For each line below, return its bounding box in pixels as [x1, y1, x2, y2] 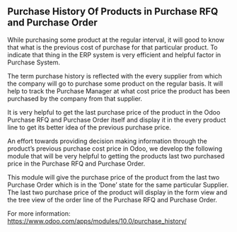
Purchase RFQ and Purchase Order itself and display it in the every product [7, 115, 226, 124]
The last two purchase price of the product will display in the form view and [7, 187, 228, 197]
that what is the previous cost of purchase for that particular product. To [7, 42, 218, 52]
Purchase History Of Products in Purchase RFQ [7, 6, 219, 18]
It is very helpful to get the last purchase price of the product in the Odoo [7, 108, 221, 116]
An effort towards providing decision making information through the [7, 137, 207, 145]
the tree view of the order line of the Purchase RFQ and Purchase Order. [7, 195, 218, 204]
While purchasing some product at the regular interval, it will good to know [7, 35, 225, 44]
